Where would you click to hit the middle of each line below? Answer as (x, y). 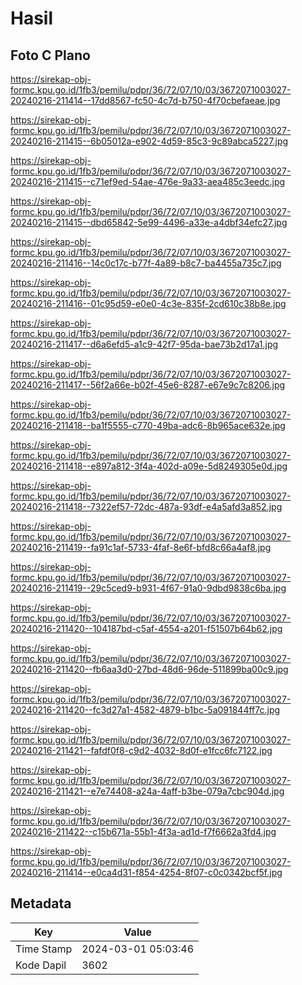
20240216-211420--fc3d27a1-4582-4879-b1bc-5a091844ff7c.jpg (145, 710)
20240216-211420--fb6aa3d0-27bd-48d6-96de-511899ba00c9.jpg (149, 669)
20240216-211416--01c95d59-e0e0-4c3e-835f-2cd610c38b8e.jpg (148, 303)
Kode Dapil (41, 965)
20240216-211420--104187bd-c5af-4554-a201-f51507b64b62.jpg (146, 628)
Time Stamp (44, 949)
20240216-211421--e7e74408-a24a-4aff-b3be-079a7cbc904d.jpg (147, 791)
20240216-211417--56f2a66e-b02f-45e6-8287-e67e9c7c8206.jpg (148, 385)
